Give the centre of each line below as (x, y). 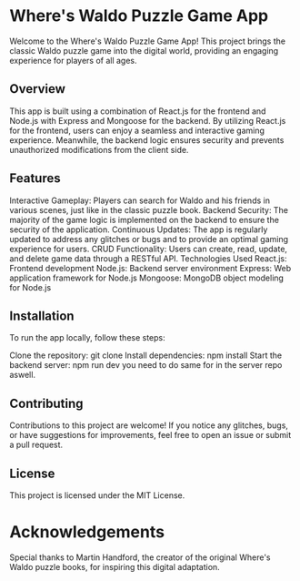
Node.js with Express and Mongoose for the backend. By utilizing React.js (148, 120)
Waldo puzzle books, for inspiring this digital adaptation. (115, 566)
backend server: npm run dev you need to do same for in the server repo (146, 365)
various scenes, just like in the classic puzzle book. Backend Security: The (149, 209)
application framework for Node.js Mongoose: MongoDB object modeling (147, 278)
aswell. (23, 375)
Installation (42, 316)
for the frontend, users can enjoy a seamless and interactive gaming (137, 130)
